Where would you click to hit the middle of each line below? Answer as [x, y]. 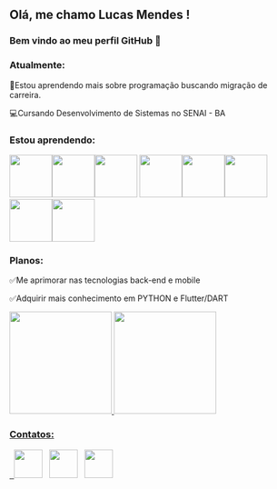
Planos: [26, 260]
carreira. [25, 95]
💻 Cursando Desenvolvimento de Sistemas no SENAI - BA [118, 113]
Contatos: [32, 434]
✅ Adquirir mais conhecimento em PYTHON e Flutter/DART [119, 298]
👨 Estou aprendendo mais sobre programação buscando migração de [138, 85]
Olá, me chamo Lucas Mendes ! [100, 15]
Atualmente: [37, 65]
